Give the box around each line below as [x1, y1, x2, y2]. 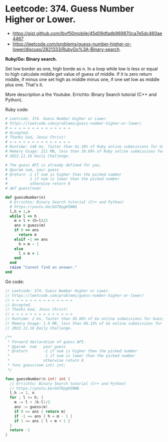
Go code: [5, 278, 24, 284]
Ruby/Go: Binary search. [5, 56, 57, 62]
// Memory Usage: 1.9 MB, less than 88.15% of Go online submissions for [5, 321, 162, 326]
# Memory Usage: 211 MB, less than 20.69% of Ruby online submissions [5, 149, 155, 154]
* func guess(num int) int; [7, 363, 66, 368]
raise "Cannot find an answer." [9, 265, 77, 270]
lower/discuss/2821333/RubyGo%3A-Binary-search [12, 46, 120, 52]
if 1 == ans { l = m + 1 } [14, 418, 70, 423]
